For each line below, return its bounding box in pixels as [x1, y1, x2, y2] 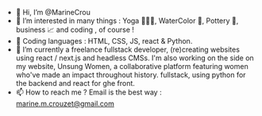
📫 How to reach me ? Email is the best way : [15, 87, 162, 97]
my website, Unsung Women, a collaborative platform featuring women [15, 62, 249, 71]
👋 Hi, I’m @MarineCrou [15, 8, 91, 17]
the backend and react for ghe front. [15, 79, 135, 87]
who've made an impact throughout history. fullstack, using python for [15, 70, 246, 79]
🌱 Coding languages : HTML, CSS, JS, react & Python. [15, 37, 193, 45]
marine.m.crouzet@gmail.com [15, 99, 115, 108]
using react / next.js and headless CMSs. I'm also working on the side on [15, 53, 254, 63]
